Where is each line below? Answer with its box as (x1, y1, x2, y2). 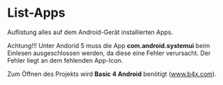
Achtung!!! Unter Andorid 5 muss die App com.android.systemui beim (7, 41, 210, 49)
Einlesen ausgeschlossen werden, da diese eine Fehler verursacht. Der (7, 49, 211, 57)
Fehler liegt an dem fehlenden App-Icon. (7, 56, 123, 64)
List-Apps (7, 5, 66, 21)
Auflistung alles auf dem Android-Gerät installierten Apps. (7, 28, 174, 36)
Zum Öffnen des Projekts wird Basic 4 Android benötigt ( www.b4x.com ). (7, 70, 217, 78)
